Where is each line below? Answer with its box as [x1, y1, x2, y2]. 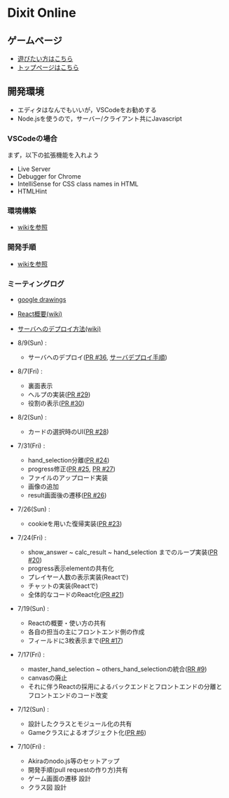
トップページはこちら [17, 63, 79, 71]
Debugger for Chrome [17, 172, 82, 181]
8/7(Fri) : [17, 367, 43, 376]
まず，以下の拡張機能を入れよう [7, 151, 99, 159]
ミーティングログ [7, 279, 64, 289]
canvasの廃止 [27, 674, 68, 682]
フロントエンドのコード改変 [27, 692, 109, 699]
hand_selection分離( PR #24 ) [27, 456, 110, 464]
